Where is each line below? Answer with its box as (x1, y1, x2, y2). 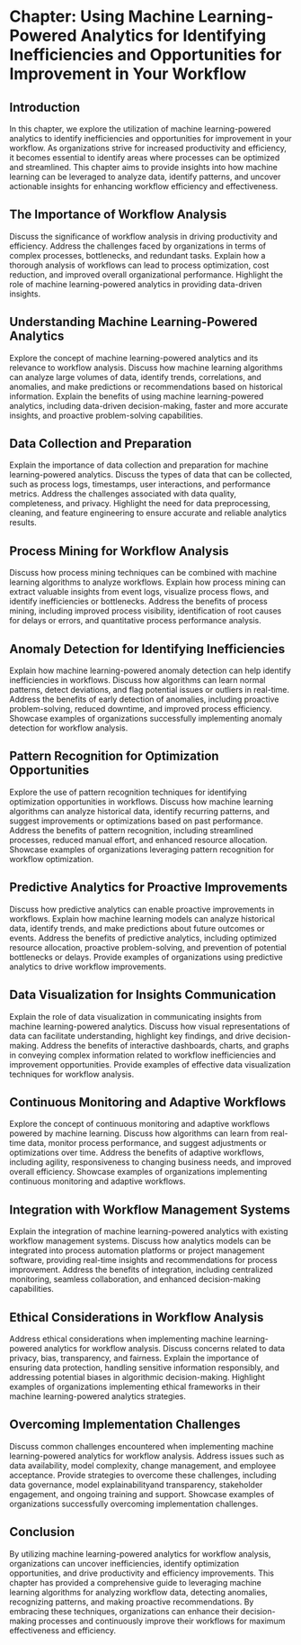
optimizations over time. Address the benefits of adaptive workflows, (9, 1147, 265, 1159)
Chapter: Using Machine (9, 6, 195, 27)
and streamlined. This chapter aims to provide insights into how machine (9, 162, 279, 172)
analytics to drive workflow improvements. (9, 961, 167, 972)
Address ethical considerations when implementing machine (9, 1333, 234, 1344)
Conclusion (9, 1524, 75, 1540)
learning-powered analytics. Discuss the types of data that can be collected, (9, 469, 293, 480)
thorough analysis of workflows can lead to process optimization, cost (9, 259, 270, 270)
